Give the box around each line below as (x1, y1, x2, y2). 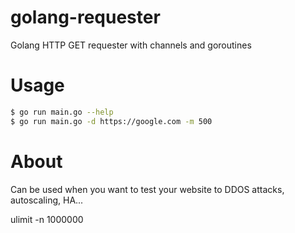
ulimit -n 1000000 (10, 213, 84, 225)
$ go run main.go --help (10, 107, 114, 117)
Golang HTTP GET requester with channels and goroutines (10, 39, 252, 51)
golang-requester (10, 6, 161, 29)
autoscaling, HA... (10, 194, 84, 206)
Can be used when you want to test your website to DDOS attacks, (10, 183, 285, 195)
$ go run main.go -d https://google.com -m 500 (10, 116, 213, 126)
